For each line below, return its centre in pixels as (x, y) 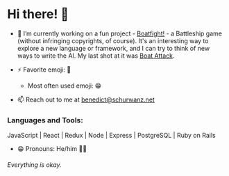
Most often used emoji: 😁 (65, 86)
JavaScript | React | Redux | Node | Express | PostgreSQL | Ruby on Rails (112, 136)
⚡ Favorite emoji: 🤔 (44, 70)
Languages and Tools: (45, 120)
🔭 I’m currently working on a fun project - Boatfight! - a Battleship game (119, 33)
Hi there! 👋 (38, 14)
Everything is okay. (34, 165)
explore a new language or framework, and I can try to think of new (113, 48)
